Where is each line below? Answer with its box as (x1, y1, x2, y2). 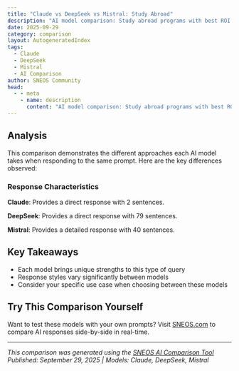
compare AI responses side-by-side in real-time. (7, 327, 149, 336)
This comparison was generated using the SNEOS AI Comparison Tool (7, 347, 215, 357)
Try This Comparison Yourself (7, 301, 144, 313)
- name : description (20, 97, 81, 104)
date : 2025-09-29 (7, 24, 59, 31)
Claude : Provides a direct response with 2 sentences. (7, 198, 165, 206)
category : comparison (7, 30, 72, 38)
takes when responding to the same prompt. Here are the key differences (7, 156, 223, 165)
